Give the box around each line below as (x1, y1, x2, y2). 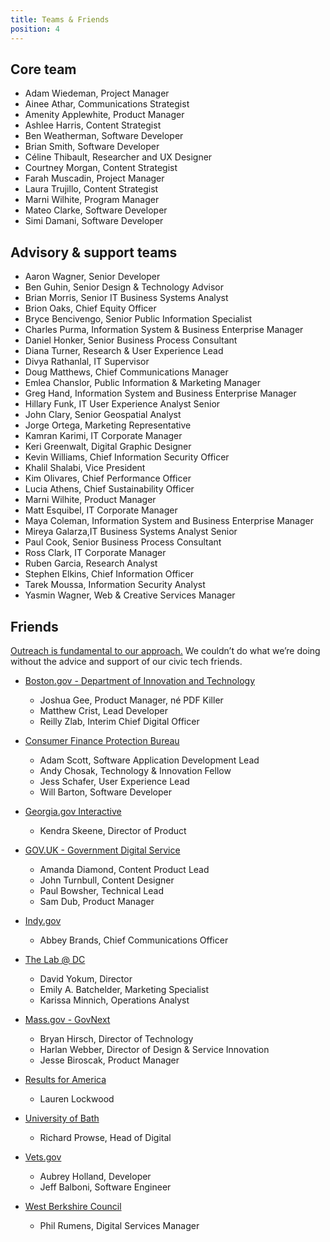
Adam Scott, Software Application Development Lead (39, 754, 260, 766)
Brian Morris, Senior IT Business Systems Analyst (24, 292, 229, 304)
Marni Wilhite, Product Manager (24, 494, 157, 506)
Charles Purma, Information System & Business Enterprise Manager (24, 324, 304, 336)
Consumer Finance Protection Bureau (24, 734, 180, 746)
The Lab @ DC (24, 953, 86, 965)
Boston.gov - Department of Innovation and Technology (24, 674, 255, 686)
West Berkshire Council (24, 1200, 122, 1212)
